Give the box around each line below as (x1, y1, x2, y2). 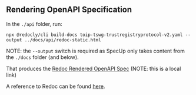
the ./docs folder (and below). (6, 53, 79, 61)
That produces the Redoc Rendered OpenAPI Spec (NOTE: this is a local (6, 65, 181, 72)
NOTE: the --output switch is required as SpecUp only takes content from (6, 47, 185, 54)
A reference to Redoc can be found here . (6, 83, 105, 90)
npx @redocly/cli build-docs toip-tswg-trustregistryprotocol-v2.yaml (6, 32, 183, 38)
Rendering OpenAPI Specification (6, 5, 132, 15)
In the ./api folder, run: (6, 20, 63, 27)
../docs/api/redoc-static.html (24, 37, 101, 43)
